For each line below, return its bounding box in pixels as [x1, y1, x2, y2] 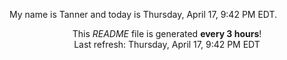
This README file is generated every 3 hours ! [72, 28, 262, 39]
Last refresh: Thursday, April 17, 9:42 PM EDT [73, 39, 261, 50]
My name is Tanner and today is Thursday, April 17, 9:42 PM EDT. [9, 9, 278, 20]
